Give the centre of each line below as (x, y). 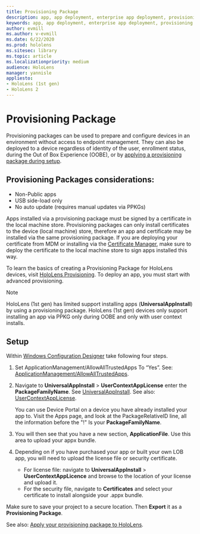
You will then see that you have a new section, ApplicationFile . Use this (103, 434)
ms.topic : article (29, 56)
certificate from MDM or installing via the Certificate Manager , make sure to (99, 244)
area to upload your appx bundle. (55, 440)
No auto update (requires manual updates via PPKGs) (80, 207)
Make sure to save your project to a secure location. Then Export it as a (94, 507)
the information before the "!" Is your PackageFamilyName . (88, 422)
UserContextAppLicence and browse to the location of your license (107, 476)
